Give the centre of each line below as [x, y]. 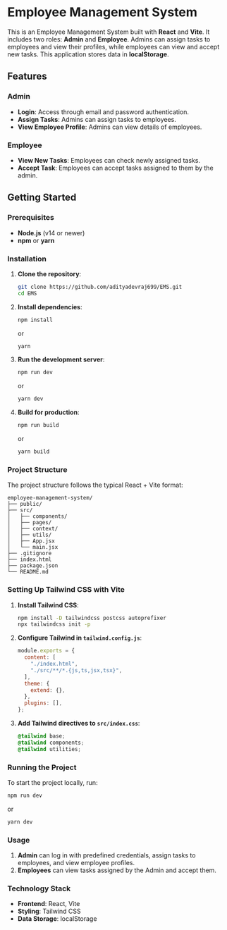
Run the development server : [61, 359]
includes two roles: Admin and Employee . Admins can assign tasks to [109, 39]
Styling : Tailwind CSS [49, 911]
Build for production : [48, 412]
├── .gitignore [30, 554]
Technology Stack [39, 888]
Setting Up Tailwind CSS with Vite [66, 590]
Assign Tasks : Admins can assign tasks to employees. [97, 119]
